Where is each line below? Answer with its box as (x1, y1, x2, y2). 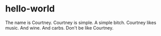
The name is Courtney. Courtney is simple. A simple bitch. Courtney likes (5, 19, 156, 25)
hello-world (5, 3, 55, 14)
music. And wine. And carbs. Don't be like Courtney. (5, 24, 114, 30)
